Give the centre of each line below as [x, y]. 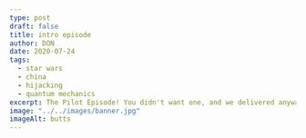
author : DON [32, 43]
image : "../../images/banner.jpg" [75, 111]
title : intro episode [51, 34]
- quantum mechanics [56, 94]
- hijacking [41, 85]
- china [32, 77]
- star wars [41, 69]
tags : [20, 60]
